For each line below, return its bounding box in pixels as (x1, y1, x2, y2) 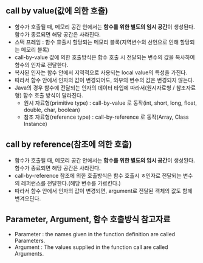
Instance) (23, 120, 48, 127)
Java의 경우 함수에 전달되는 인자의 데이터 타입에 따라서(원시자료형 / (14, 84, 175, 91)
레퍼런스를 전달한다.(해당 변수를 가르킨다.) (21, 179, 121, 187)
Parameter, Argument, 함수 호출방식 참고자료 (5, 214, 171, 225)
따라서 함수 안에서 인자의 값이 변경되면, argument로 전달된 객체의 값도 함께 (14, 187, 193, 194)
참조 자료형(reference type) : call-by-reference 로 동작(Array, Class (23, 113, 189, 121)
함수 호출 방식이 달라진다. (22, 91, 83, 99)
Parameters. (14, 237, 46, 245)
